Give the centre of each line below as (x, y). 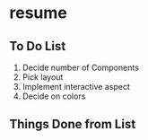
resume (38, 13)
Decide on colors (54, 96)
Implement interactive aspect (76, 87)
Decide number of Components (80, 67)
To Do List (38, 46)
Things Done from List (73, 124)
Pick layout (43, 77)
